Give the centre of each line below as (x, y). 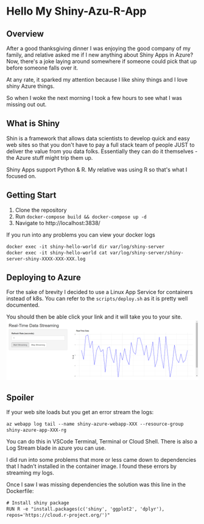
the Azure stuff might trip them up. (50, 157)
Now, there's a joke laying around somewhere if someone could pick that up (101, 61)
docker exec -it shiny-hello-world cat (57, 253)
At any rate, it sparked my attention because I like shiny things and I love (97, 80)
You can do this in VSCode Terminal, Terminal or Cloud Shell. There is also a (102, 442)
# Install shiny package (38, 503)
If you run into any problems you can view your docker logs (81, 235)
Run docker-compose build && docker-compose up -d (81, 216)
